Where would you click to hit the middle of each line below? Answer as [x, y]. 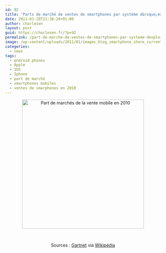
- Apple [18, 65]
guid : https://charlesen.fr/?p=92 [41, 33]
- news [16, 51]
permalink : [16, 38]
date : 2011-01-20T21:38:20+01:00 [40, 19]
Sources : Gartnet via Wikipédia [83, 245]
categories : [17, 47]
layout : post [19, 28]
